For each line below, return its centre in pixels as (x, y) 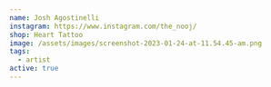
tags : (20, 52)
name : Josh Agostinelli (55, 18)
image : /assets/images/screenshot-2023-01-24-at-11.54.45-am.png (135, 43)
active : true (34, 69)
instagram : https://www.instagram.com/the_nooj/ (103, 26)
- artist (34, 60)
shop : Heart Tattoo (46, 34)
